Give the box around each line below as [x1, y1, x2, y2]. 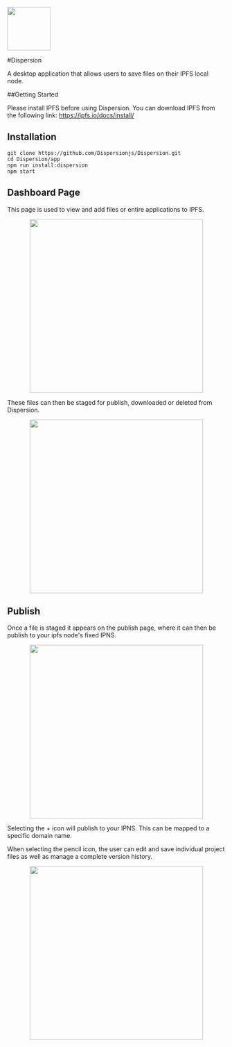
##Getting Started [7, 90, 59, 99]
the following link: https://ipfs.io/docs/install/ [7, 111, 134, 119]
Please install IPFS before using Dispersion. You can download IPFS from [7, 104, 216, 112]
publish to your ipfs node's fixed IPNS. [7, 631, 116, 639]
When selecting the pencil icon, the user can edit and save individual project [7, 845, 225, 853]
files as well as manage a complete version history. [7, 853, 153, 861]
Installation [7, 131, 57, 143]
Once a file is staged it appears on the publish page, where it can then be [7, 623, 217, 632]
